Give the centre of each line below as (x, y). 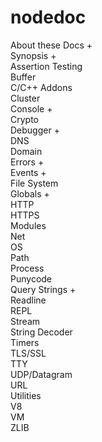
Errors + (27, 162)
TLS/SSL (28, 353)
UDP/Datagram (41, 374)
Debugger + (35, 130)
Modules (28, 225)
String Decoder (41, 332)
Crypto (24, 119)
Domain (26, 151)
